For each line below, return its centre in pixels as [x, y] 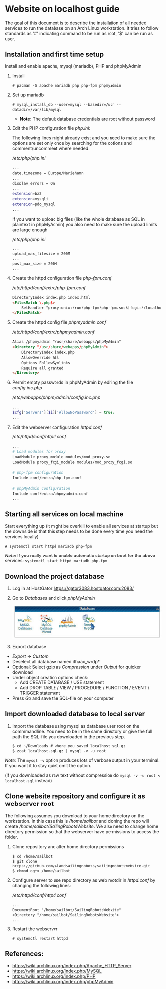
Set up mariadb [28, 95]
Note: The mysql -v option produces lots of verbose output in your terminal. [82, 760]
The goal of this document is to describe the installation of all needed [76, 23]
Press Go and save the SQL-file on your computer [63, 698]
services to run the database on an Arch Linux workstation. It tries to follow [82, 28]
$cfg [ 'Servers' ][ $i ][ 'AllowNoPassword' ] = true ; [63, 413]
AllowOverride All [40, 357]
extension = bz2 [27, 194]
